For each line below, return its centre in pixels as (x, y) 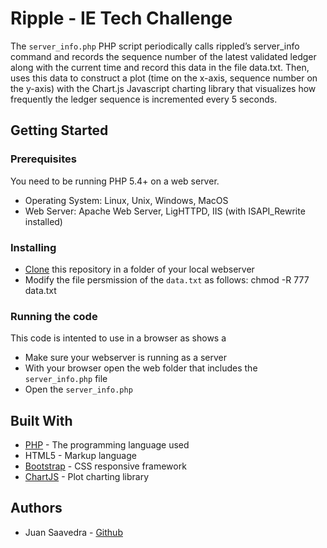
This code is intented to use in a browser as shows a (118, 338)
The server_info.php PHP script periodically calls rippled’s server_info (155, 46)
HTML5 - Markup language (80, 456)
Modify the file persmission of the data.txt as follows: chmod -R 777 (167, 279)
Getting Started (59, 130)
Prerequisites (43, 159)
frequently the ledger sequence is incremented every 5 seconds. (144, 99)
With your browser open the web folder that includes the (141, 368)
